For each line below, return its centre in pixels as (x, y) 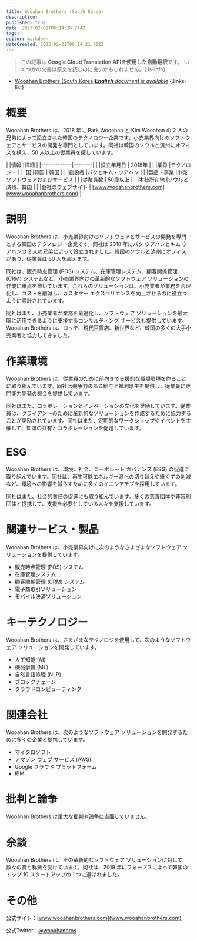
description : (22, 17)
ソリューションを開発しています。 (59, 647)
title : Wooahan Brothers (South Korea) (55, 11)
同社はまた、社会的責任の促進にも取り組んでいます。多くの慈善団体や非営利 (98, 496)
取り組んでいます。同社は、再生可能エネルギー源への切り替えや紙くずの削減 (98, 476)
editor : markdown (27, 39)
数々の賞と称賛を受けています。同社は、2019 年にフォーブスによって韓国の (97, 867)
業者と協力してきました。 (42, 335)
